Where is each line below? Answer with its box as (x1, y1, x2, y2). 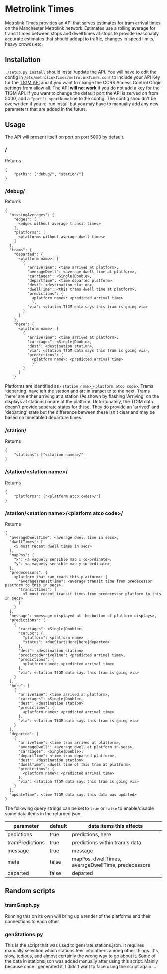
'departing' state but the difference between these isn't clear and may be (5, 409, 155, 415)
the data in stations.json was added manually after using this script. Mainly (5, 958, 158, 964)
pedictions (7, 831, 32, 838)
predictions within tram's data (72, 839, 142, 846)
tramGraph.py (5, 902, 40, 909)
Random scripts (5, 887, 56, 895)
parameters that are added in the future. (5, 106, 87, 112)
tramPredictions (7, 839, 45, 846)
